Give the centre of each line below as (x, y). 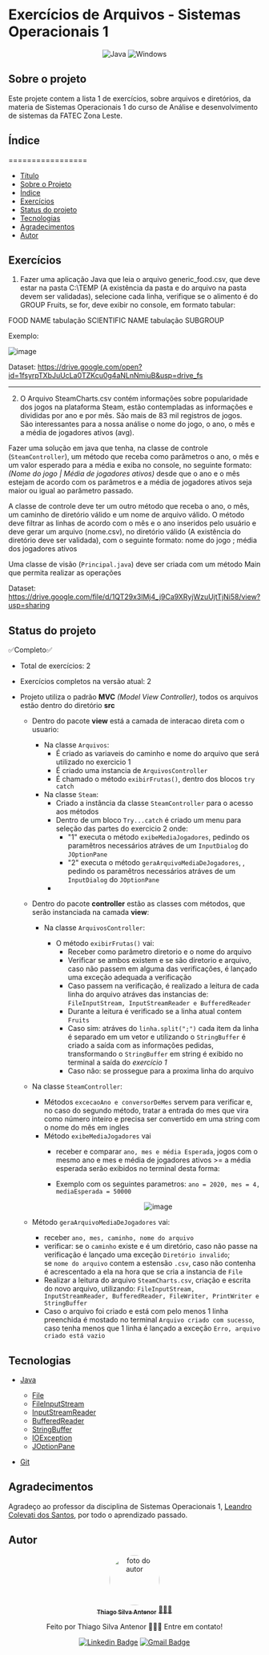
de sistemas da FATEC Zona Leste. (65, 115)
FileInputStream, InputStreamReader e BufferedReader (159, 1004)
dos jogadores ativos (43, 549)
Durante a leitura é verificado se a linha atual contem (155, 1012)
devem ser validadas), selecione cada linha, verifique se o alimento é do (139, 296)
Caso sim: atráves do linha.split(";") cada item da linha (163, 1029)
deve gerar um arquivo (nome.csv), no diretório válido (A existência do (125, 532)
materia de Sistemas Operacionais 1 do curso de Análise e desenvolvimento (133, 107)
